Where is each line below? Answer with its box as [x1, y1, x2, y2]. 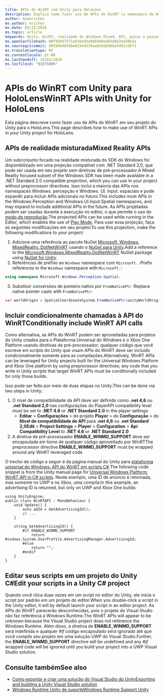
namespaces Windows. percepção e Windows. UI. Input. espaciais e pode [5, 188, 155, 194]
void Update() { [14, 503, 47, 508]
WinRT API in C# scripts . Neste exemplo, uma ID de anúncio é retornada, [5, 474, 151, 480]
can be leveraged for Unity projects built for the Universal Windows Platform [5, 358, 159, 364]
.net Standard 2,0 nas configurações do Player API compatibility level [12, 403, 152, 409]
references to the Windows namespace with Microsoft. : [12, 265, 122, 271]
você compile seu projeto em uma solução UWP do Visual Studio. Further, [5, 634, 152, 639]
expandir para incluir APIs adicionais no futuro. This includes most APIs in [5, 193, 152, 199]
